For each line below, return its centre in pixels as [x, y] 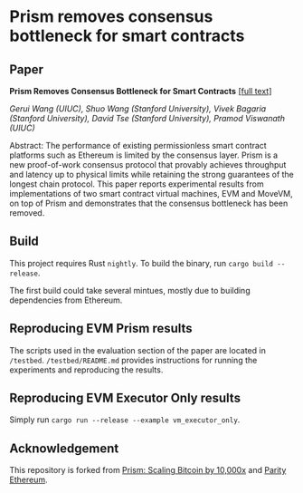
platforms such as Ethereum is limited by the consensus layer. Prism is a [144, 155]
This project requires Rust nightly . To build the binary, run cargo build [142, 263]
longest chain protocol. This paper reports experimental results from [137, 184]
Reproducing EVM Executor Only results [125, 398]
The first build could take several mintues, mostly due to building [130, 290]
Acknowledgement [64, 448]
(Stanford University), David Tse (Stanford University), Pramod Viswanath [147, 118]
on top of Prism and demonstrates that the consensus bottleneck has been [149, 203]
